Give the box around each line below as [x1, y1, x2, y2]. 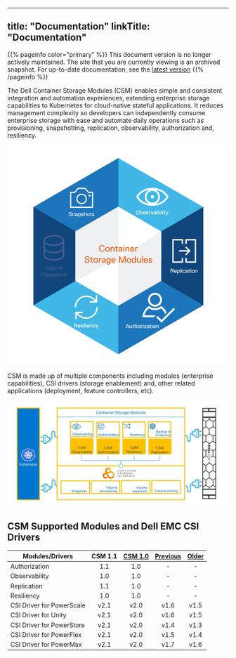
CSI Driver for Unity [10, 611, 67, 619]
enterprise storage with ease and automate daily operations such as [7, 116, 204, 124]
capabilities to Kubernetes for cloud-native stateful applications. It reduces [7, 101, 223, 110]
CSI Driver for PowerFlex [10, 630, 82, 639]
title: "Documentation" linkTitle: [7, 20, 150, 32]
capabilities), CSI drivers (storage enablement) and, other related [7, 379, 195, 387]
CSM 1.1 [91, 552, 117, 560]
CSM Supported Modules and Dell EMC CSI [7, 520, 199, 532]
